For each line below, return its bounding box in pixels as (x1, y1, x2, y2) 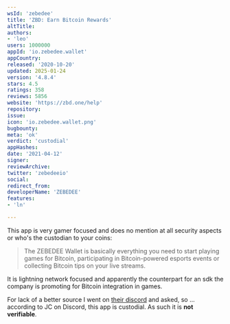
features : (7, 195, 36, 202)
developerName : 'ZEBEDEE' (7, 189, 81, 196)
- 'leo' (7, 36, 30, 43)
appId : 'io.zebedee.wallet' (7, 49, 88, 56)
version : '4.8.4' (7, 73, 57, 81)
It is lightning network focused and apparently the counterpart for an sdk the (7, 275, 224, 283)
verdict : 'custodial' (7, 138, 69, 145)
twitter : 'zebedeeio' (7, 170, 69, 176)
